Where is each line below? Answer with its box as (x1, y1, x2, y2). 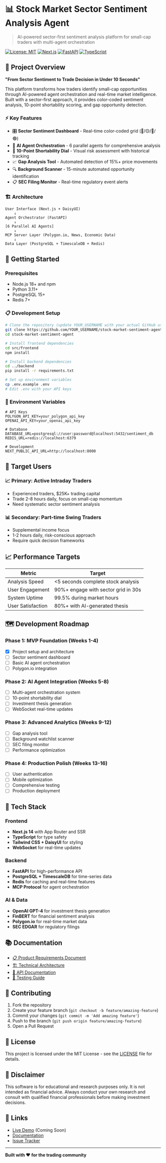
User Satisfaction (7, 602, 48, 609)
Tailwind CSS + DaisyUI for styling (12, 840, 83, 846)
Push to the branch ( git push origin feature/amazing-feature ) (12, 1018, 142, 1024)
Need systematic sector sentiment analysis (12, 501, 100, 507)
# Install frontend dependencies (5, 341, 74, 346)
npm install (5, 350, 30, 355)
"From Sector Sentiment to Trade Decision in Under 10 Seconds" (5, 76, 140, 82)
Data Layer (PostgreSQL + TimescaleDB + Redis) (5, 241, 105, 246)
